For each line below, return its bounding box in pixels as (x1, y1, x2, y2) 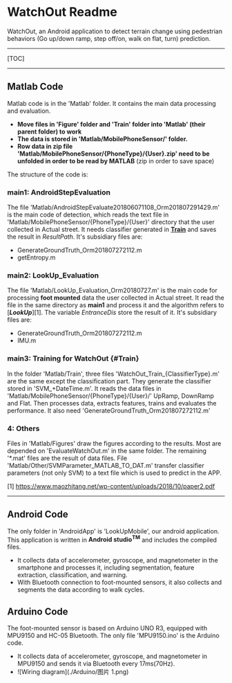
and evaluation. (7, 107, 51, 115)
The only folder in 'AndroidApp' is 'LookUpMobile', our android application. (7, 527, 220, 535)
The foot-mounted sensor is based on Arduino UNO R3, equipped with (7, 624, 208, 632)
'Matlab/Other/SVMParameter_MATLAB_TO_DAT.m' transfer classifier (7, 461, 205, 469)
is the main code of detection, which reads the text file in (7, 210, 169, 219)
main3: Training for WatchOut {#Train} (7, 354, 139, 363)
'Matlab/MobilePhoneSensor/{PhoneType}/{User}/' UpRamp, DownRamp (7, 392, 214, 400)
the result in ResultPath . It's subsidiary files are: (7, 233, 143, 241)
